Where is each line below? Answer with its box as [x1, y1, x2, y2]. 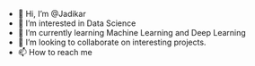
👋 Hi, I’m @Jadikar [17, 9, 87, 19]
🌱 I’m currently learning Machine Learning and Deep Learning [17, 28, 247, 37]
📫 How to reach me [17, 47, 92, 57]
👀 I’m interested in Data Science [17, 18, 136, 29]
